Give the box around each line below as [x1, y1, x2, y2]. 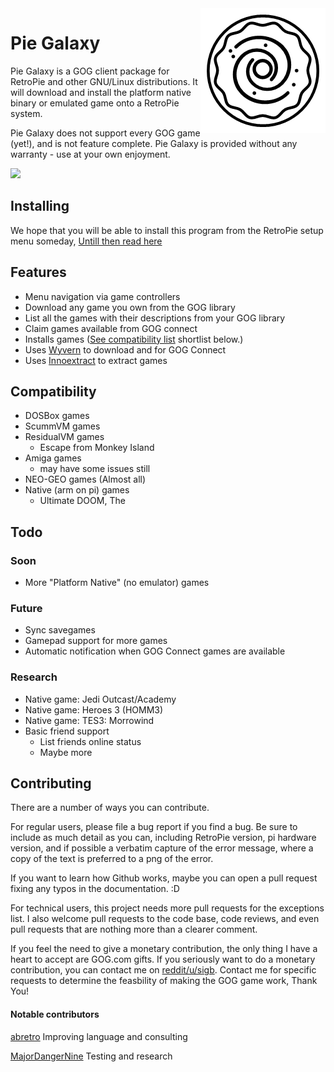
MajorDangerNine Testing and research [10, 1050, 173, 1062]
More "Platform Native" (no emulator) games [24, 577, 210, 589]
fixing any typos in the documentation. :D [10, 883, 180, 895]
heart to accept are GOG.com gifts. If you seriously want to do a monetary [10, 953, 316, 966]
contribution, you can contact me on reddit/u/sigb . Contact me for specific [10, 964, 317, 976]
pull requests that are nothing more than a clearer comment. [10, 923, 258, 936]
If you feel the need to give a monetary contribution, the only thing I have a [10, 943, 318, 955]
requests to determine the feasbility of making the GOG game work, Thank [10, 975, 318, 987]
